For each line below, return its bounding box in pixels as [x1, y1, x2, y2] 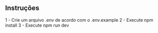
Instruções [5, 4, 40, 12]
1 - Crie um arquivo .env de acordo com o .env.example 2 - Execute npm [5, 17, 154, 23]
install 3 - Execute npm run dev [5, 22, 70, 28]
